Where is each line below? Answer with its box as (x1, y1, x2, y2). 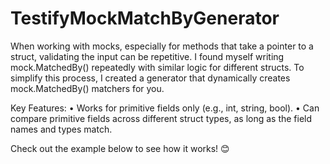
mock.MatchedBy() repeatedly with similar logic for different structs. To (10, 61, 305, 73)
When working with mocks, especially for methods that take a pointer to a (10, 40, 314, 52)
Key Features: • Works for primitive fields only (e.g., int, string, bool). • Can (10, 102, 320, 114)
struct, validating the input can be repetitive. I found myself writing (10, 50, 285, 62)
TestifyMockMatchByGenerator (10, 7, 280, 30)
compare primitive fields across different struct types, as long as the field (10, 112, 313, 124)
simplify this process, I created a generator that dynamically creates (10, 72, 291, 84)
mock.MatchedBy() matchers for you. (10, 82, 165, 94)
